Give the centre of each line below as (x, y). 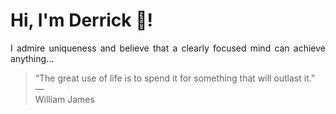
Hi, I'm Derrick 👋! (81, 20)
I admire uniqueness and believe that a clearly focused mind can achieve (168, 48)
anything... (32, 58)
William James (64, 99)
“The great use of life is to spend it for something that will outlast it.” (175, 78)
